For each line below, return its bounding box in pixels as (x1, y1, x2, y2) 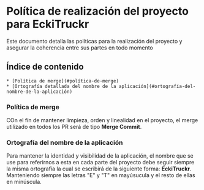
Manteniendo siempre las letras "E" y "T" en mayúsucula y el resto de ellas (6, 172, 195, 179)
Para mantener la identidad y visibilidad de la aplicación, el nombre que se (6, 152, 194, 159)
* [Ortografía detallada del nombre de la (6, 83, 116, 89)
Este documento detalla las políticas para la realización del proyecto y (6, 37, 183, 45)
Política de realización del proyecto (6, 4, 189, 18)
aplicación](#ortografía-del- (118, 83, 196, 89)
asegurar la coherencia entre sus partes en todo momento (6, 44, 153, 51)
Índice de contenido (6, 62, 84, 72)
